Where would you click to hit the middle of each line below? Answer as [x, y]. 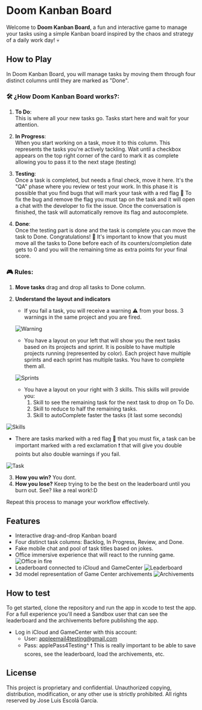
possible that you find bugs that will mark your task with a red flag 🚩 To [103, 193]
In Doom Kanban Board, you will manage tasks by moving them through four [101, 74]
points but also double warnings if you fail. [68, 454]
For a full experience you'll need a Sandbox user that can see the [87, 614]
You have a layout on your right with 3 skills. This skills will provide [106, 389]
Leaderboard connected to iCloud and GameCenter [79, 568]
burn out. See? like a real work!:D [56, 490]
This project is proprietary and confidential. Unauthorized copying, [89, 687]
